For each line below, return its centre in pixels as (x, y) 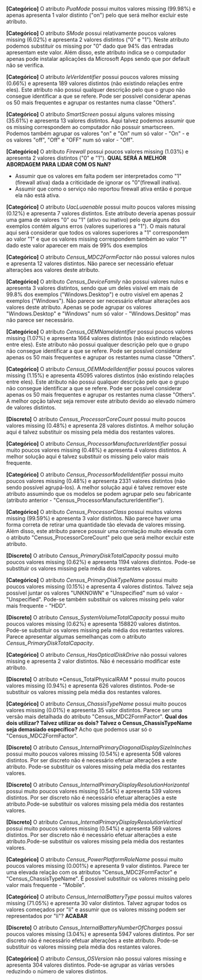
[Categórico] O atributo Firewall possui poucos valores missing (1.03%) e (97, 151)
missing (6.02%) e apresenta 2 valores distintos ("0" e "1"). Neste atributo (98, 40)
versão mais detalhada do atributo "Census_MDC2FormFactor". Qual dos (97, 716)
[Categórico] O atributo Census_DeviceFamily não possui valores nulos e (97, 282)
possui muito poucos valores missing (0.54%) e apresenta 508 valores (94, 754)
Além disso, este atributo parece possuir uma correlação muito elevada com (101, 531)
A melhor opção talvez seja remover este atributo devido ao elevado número (101, 401)
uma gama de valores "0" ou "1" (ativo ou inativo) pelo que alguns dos (93, 220)
